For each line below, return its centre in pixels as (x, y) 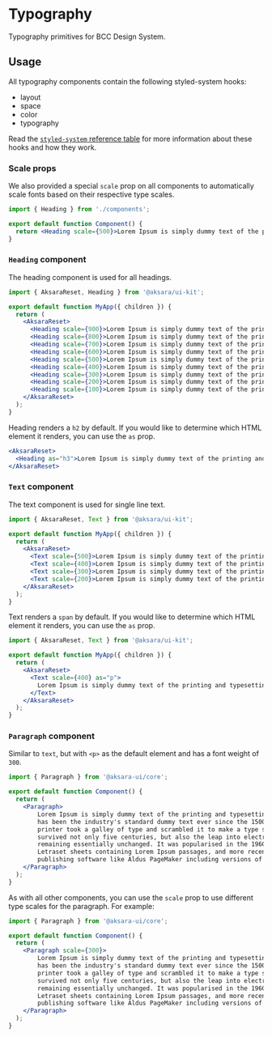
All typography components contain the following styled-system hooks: (127, 81)
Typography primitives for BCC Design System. (87, 36)
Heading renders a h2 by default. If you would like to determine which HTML (135, 427)
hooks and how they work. (53, 147)
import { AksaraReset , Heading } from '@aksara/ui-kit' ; (106, 292)
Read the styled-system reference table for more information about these (130, 138)
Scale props (32, 168)
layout (30, 97)
